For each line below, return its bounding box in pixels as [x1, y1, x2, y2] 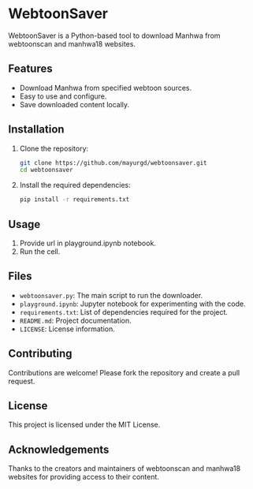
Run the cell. [19, 247, 61, 256]
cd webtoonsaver [19, 166, 73, 174]
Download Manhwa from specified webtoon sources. [19, 83, 192, 92]
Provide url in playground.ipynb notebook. [19, 238, 156, 248]
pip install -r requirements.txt [19, 196, 130, 203]
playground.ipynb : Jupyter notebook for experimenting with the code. [19, 299, 246, 308]
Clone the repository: [19, 144, 89, 153]
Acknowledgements [8, 442, 110, 456]
